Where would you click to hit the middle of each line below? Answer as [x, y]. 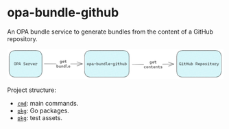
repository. [22, 38]
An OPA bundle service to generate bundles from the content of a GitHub [110, 32]
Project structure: [32, 90]
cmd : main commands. [48, 103]
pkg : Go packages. [43, 110]
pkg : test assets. [40, 117]
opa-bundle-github [63, 13]
